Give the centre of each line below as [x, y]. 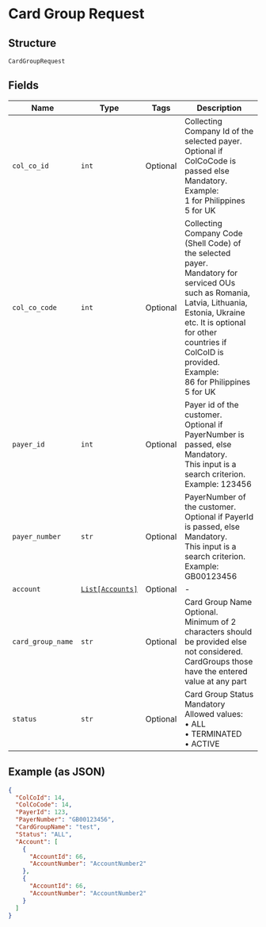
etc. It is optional [215, 322]
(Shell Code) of [213, 243]
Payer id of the [212, 404]
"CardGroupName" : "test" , [58, 827]
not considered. [214, 651]
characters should [218, 631]
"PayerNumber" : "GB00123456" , [65, 820]
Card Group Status [219, 694]
